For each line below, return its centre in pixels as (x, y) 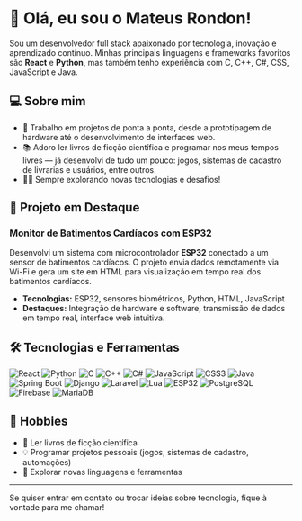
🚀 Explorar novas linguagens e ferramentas (102, 472)
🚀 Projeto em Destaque (75, 207)
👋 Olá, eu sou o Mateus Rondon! (130, 18)
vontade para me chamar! (57, 508)
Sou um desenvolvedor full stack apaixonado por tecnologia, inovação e (143, 43)
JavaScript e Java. (44, 72)
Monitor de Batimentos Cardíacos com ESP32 (111, 233)
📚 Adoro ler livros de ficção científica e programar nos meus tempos (150, 147)
